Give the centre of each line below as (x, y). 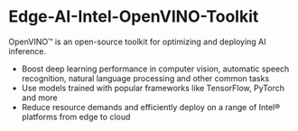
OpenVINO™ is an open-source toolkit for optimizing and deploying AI (138, 42)
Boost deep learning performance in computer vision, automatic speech (155, 69)
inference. (28, 51)
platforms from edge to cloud (76, 117)
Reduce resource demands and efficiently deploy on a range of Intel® (151, 107)
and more (39, 98)
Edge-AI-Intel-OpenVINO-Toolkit (134, 17)
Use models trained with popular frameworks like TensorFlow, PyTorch (153, 88)
